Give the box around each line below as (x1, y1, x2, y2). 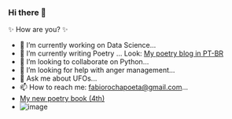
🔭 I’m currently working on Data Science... (19, 41, 157, 50)
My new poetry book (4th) (19, 94, 105, 103)
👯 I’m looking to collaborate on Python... (19, 57, 149, 67)
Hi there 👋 (8, 7, 47, 18)
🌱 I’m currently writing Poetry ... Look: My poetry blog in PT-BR (19, 49, 224, 58)
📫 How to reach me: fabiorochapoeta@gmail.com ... (19, 82, 189, 92)
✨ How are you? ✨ (8, 25, 68, 34)
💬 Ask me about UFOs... (19, 74, 98, 83)
